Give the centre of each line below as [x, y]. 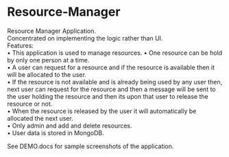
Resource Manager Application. [52, 31]
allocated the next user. [40, 118]
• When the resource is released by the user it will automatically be [102, 111]
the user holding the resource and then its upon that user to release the [108, 96]
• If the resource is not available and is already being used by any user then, [115, 82]
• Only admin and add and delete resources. [70, 125]
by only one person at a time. [48, 60]
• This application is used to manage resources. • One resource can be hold [115, 53]
